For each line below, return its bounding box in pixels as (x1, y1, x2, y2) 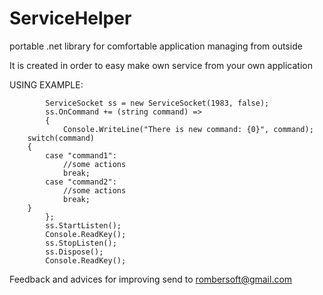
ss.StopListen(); (45, 238, 117, 248)
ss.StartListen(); (45, 220, 122, 231)
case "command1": (45, 150, 117, 161)
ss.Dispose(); (45, 247, 104, 257)
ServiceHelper (9, 7, 132, 30)
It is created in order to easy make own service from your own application (9, 59, 313, 71)
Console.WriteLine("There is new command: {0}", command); (62, 124, 314, 134)
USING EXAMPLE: (9, 78, 84, 91)
